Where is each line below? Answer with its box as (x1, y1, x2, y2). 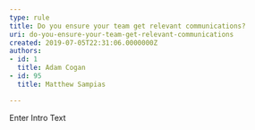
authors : (9, 47, 42, 56)
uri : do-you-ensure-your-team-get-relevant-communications (9, 30, 234, 39)
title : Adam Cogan (17, 64, 87, 73)
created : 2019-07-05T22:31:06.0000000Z (9, 38, 158, 48)
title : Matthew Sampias (17, 80, 106, 89)
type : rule (9, 13, 50, 22)
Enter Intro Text (9, 112, 66, 123)
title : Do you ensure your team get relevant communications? (9, 22, 246, 30)
